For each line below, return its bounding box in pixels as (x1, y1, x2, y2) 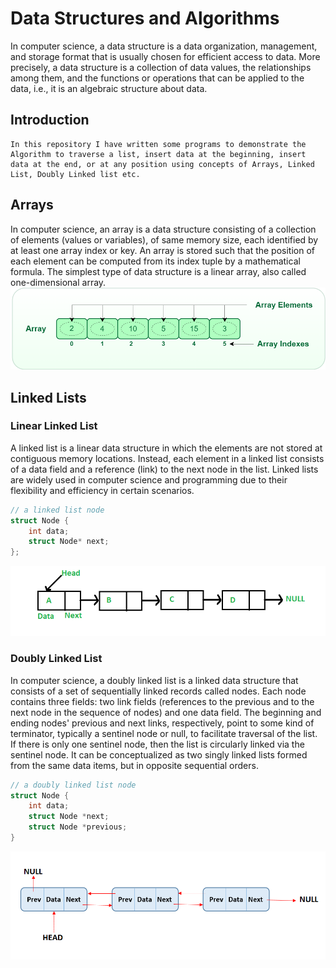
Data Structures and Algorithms (10, 7, 280, 30)
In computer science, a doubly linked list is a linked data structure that (10, 674, 299, 686)
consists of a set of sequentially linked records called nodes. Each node (10, 685, 307, 697)
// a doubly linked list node (10, 780, 137, 790)
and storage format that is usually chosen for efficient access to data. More (10, 50, 321, 62)
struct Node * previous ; (28, 822, 128, 832)
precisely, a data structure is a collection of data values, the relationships (10, 61, 312, 73)
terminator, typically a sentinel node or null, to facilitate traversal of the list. (10, 727, 318, 739)
